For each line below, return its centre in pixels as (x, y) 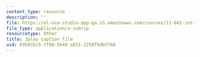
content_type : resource (36, 12)
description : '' (26, 17)
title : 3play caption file (40, 39)
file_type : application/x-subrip (48, 28)
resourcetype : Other (32, 34)
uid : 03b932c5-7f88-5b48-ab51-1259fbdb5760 (61, 45)
